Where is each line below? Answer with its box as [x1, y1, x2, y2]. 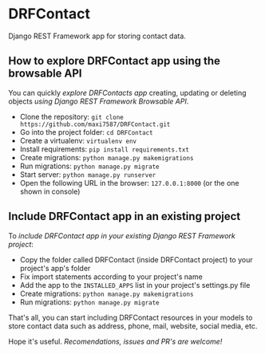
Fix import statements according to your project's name [19, 272, 204, 281]
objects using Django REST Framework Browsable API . [8, 96, 189, 106]
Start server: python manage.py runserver [19, 169, 156, 179]
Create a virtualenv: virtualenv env [19, 136, 137, 145]
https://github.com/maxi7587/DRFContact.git [19, 120, 171, 128]
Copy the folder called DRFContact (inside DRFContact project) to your [19, 254, 253, 264]
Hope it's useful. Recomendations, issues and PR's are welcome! [8, 336, 223, 346]
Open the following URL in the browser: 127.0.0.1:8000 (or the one [19, 178, 239, 187]
